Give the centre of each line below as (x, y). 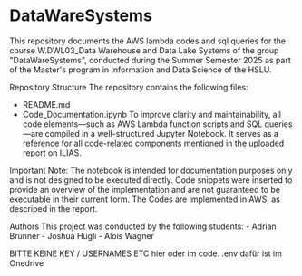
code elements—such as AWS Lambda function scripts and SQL (142, 124)
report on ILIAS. (52, 152)
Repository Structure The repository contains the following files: (129, 87)
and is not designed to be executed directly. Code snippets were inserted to (151, 180)
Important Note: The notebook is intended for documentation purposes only (151, 170)
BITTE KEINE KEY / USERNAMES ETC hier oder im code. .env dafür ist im (146, 253)
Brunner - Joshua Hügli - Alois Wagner (82, 235)
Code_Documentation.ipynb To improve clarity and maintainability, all (151, 114)
